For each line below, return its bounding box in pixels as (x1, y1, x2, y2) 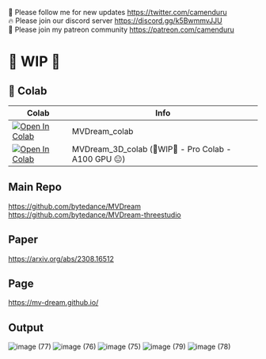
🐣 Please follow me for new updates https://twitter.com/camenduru (8, 8, 227, 17)
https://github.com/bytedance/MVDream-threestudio (8, 210, 181, 220)
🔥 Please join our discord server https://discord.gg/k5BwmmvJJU (8, 16, 223, 25)
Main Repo (8, 181, 62, 194)
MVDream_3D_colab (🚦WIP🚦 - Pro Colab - (71, 143, 232, 155)
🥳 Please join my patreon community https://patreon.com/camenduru (8, 25, 235, 34)
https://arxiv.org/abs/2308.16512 (8, 254, 115, 263)
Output (8, 321, 44, 334)
